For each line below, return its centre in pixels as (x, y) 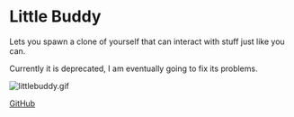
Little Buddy (55, 17)
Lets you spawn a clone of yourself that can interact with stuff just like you (147, 41)
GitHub (22, 103)
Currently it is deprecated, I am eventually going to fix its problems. (134, 68)
